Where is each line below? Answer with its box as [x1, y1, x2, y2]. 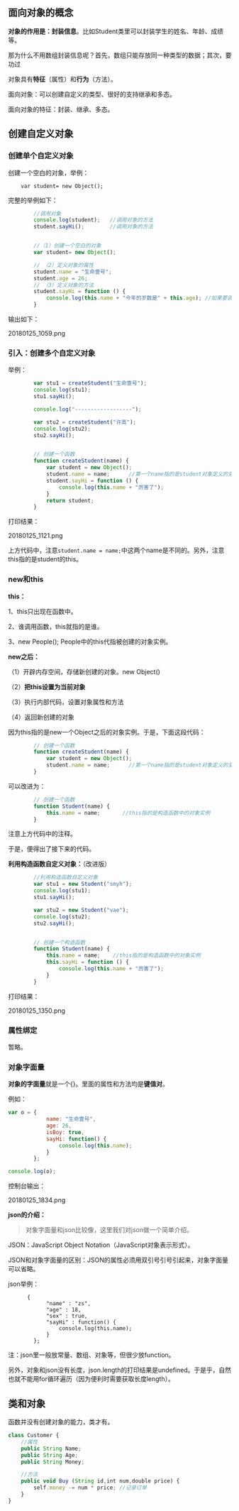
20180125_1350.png [8, 1006, 66, 1015]
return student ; [45, 497, 94, 504]
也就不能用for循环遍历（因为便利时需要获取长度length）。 [8, 1375, 174, 1383]
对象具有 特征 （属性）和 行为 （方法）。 [8, 75, 117, 83]
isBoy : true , [45, 1128, 84, 1136]
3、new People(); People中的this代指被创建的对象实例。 [8, 637, 172, 646]
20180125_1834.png [8, 1196, 66, 1204]
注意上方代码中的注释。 [8, 830, 77, 838]
